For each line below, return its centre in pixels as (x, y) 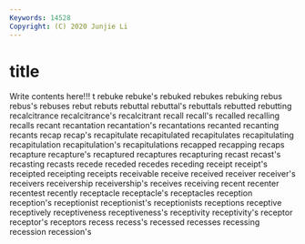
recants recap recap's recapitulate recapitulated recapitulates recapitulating (152, 135)
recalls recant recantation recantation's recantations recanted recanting (144, 126)
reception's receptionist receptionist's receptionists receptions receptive (146, 203)
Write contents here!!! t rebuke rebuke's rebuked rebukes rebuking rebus (146, 97)
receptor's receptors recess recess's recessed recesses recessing (135, 222)
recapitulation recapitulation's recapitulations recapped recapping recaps (147, 145)
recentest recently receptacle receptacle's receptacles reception (131, 193)
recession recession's (51, 232)
